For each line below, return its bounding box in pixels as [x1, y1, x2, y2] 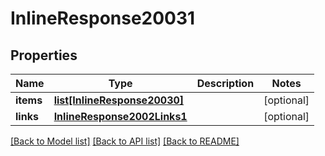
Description [196, 77, 255, 90]
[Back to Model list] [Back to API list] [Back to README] [10, 135, 240, 147]
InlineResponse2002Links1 [53, 110, 188, 123]
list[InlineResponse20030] [53, 93, 185, 107]
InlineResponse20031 [10, 7, 196, 30]
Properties [10, 47, 78, 64]
